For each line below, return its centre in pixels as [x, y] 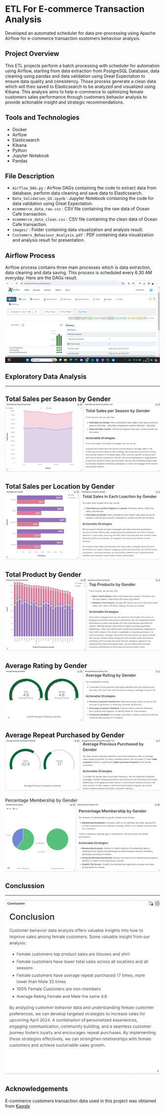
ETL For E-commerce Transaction [75, 9]
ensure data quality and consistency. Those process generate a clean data [81, 81]
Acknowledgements [37, 1089]
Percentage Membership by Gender [41, 800]
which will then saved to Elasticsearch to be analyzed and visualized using [80, 86]
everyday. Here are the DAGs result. [41, 278]
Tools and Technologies [42, 118]
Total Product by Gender [43, 574]
